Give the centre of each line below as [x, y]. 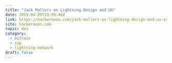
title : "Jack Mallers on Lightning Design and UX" [60, 10]
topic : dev [17, 29]
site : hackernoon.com [28, 24]
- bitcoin [20, 39]
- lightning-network [32, 48]
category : [16, 34]
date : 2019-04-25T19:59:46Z [35, 15]
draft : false [19, 52]
